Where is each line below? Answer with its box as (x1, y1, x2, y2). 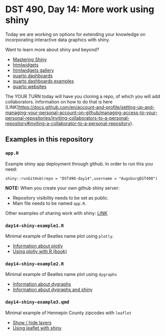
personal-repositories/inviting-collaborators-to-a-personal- (5, 115, 130, 121)
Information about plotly (12, 243, 63, 249)
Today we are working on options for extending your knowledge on (5, 31, 146, 37)
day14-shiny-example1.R (5, 222, 64, 229)
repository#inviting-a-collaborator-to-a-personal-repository (5, 120, 130, 126)
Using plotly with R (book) (12, 248, 67, 254)
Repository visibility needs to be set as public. (12, 194, 109, 201)
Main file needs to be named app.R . (12, 200, 86, 206)
